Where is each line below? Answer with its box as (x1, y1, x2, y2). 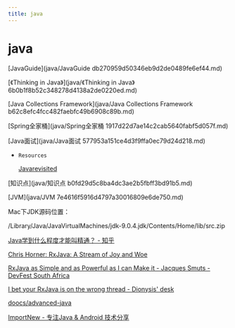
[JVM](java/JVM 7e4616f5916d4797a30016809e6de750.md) (8, 193, 184, 201)
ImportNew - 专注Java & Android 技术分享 (8, 313, 129, 321)
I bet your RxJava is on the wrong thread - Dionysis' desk (8, 284, 174, 293)
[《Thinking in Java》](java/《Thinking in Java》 (8, 78, 136, 87)
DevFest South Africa (8, 271, 70, 279)
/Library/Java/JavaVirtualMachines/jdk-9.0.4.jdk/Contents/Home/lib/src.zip (8, 221, 226, 229)
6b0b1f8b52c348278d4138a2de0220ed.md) (8, 86, 138, 94)
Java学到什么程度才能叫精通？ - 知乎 (8, 236, 115, 244)
